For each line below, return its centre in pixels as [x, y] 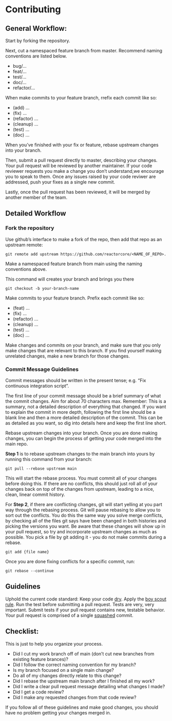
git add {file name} [27, 552]
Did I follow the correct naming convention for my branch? [74, 665]
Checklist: [22, 632]
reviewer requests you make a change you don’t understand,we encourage [85, 171]
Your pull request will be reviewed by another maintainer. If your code [79, 166]
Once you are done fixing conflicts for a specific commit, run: [70, 561]
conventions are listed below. [36, 56]
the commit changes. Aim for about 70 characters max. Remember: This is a [86, 401]
